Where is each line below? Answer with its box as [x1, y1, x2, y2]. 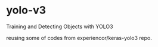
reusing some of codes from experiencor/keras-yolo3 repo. [6, 34, 152, 41]
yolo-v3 [6, 4, 47, 17]
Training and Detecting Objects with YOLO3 [6, 23, 113, 30]
